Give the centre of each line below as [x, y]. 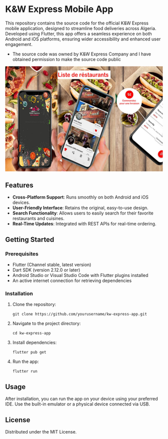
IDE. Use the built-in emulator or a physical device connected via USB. [77, 404]
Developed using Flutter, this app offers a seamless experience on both [79, 33]
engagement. [19, 44]
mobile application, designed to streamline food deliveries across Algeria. [81, 28]
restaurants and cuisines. [38, 218]
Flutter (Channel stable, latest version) [52, 265]
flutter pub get [29, 352]
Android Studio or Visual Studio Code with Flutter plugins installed [80, 275]
